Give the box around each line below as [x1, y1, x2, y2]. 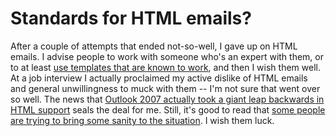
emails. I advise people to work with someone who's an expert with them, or [10, 50, 324, 62]
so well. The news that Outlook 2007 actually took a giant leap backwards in [10, 93, 325, 105]
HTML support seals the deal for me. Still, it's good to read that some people [10, 103, 326, 116]
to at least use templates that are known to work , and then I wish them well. [10, 61, 321, 73]
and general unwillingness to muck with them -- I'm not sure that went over [10, 82, 321, 94]
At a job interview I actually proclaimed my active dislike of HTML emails [10, 72, 308, 84]
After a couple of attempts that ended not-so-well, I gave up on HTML [10, 40, 298, 52]
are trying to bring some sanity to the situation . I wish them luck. [10, 114, 275, 126]
